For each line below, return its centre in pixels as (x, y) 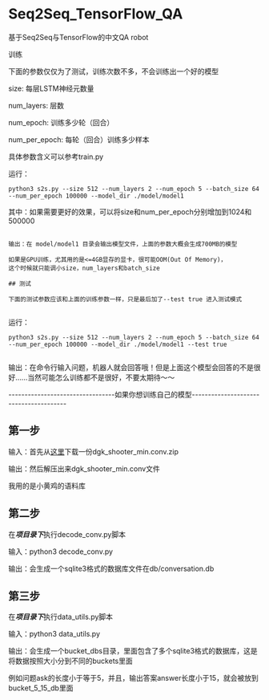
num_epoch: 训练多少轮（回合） (61, 122)
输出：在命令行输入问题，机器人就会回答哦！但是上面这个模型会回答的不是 (131, 367)
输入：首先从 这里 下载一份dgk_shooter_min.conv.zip (93, 451)
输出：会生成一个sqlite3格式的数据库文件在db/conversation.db (111, 568)
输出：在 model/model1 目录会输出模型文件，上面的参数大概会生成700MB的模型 (123, 244)
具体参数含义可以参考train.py (56, 157)
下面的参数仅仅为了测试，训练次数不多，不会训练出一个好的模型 (113, 71)
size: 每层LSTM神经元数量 (51, 88)
